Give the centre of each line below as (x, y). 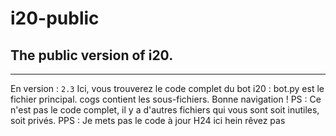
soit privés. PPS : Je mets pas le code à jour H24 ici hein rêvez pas (148, 120)
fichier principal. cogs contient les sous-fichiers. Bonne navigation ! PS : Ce (166, 99)
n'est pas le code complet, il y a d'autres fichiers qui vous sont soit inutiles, (165, 110)
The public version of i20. (92, 55)
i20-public (55, 18)
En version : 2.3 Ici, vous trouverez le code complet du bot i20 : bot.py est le (167, 88)
